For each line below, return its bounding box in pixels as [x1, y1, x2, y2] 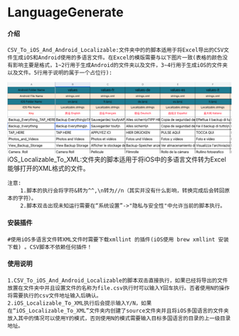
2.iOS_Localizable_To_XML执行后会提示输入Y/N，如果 [7, 300, 152, 307]
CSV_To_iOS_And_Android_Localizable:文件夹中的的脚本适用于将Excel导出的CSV [7, 47, 224, 54]
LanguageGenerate [7, 4, 124, 21]
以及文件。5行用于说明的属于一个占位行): [7, 69, 112, 77]
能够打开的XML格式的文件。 [7, 164, 90, 173]
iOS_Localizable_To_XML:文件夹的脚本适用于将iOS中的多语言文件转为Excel [7, 155, 226, 164]
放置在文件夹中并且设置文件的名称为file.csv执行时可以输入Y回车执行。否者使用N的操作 [7, 284, 230, 292]
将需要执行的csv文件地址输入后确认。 [7, 292, 102, 299]
